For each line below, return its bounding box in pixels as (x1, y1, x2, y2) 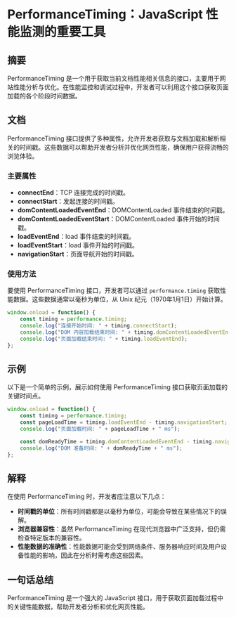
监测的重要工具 (20, 24, 107, 40)
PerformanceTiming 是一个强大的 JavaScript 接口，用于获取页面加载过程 (7, 594, 218, 602)
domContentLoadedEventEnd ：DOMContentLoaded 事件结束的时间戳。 (17, 206, 229, 214)
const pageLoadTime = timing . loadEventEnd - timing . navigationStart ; (20, 419, 228, 426)
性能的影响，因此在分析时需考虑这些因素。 (23, 551, 147, 559)
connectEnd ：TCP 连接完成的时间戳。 (17, 188, 130, 197)
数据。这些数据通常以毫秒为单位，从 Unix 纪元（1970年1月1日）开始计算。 (13, 295, 227, 304)
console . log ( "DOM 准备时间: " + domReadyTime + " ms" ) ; (20, 444, 183, 452)
